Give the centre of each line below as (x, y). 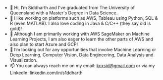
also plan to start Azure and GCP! (44, 44)
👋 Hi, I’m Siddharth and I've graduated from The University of (72, 8)
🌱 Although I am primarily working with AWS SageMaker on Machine (80, 34)
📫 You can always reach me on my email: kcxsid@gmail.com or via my (82, 66)
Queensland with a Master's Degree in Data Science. (64, 13)
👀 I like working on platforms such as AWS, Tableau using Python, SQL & (84, 18)
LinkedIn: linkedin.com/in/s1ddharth (46, 73)
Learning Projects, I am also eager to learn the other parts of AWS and (81, 39)
